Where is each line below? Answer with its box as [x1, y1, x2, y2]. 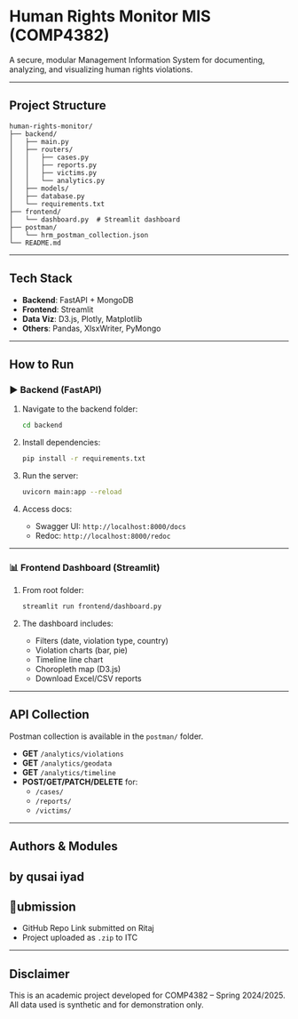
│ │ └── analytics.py [9, 176, 105, 185]
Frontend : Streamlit [21, 304, 94, 315]
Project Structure [9, 98, 106, 113]
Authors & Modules [9, 838, 118, 855]
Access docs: [21, 503, 73, 514]
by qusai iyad [9, 869, 84, 884]
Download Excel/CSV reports [35, 673, 142, 684]
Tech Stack [9, 271, 73, 286]
